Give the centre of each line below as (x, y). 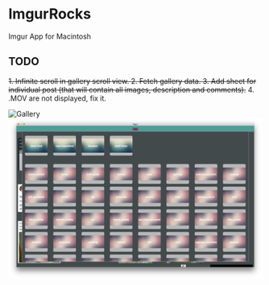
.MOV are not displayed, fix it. (58, 98)
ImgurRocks (50, 14)
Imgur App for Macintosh (50, 36)
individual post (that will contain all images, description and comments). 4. (132, 89)
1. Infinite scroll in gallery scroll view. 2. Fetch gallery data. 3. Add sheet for (132, 81)
